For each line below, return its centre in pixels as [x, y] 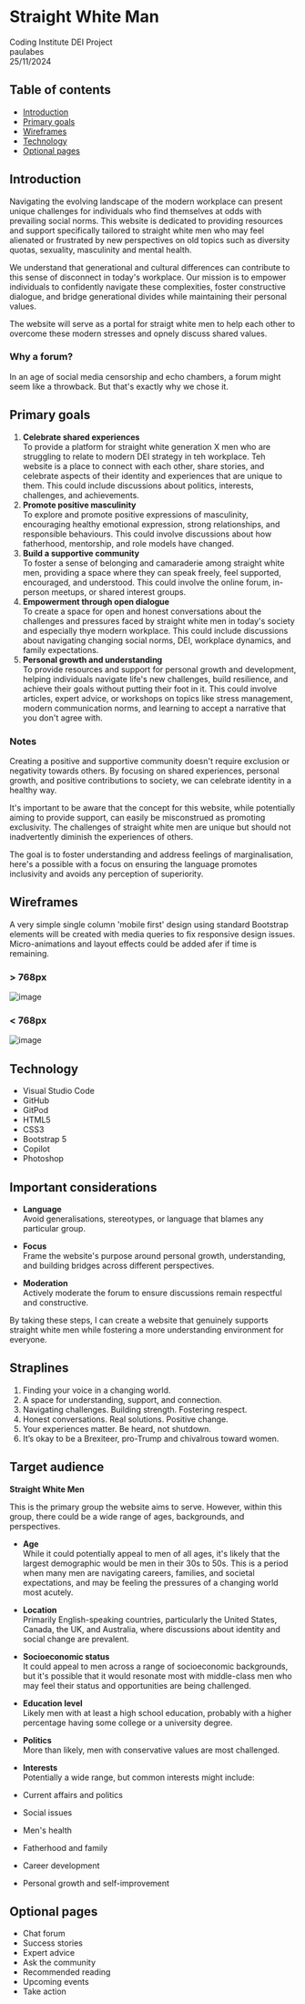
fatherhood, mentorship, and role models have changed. [128, 543]
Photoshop [43, 1159]
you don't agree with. [62, 718]
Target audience [57, 1467]
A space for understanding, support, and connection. [122, 1399]
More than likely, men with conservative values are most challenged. [151, 1750]
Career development [61, 1866]
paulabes [27, 51]
